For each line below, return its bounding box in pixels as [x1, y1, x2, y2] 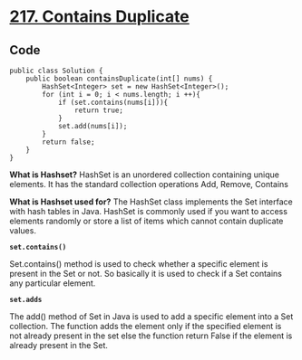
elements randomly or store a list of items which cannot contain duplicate [9, 215, 284, 226]
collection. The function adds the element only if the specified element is [9, 321, 282, 331]
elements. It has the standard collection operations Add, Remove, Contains [9, 179, 288, 189]
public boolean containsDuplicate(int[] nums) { [25, 74, 213, 83]
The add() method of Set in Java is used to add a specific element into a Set [9, 311, 294, 322]
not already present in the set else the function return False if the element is [9, 330, 293, 341]
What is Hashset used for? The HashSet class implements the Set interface [9, 196, 293, 207]
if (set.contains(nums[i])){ [57, 98, 169, 107]
